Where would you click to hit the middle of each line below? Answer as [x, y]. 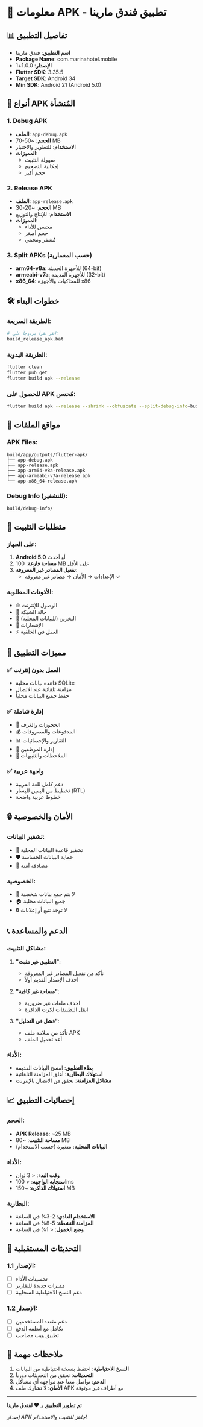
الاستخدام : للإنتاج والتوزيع [43, 214]
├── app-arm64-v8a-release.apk [46, 470]
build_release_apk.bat [35, 339]
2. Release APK [30, 188]
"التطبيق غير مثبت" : [38, 961]
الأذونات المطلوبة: [30, 592]
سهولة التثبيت [40, 160]
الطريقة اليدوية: [27, 354]
